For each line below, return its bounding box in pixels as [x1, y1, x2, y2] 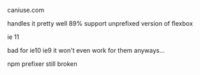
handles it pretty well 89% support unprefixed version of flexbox [7, 19, 194, 27]
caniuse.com [7, 6, 45, 14]
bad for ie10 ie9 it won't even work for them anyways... [7, 47, 166, 54]
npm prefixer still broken [7, 60, 78, 68]
